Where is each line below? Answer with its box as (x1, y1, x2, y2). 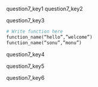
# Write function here (6, 28, 63, 34)
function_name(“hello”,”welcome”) (6, 34, 93, 40)
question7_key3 (6, 17, 45, 24)
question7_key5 (6, 62, 45, 69)
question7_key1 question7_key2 (6, 5, 83, 12)
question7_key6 (6, 74, 45, 81)
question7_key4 (6, 51, 45, 58)
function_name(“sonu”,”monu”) (6, 39, 82, 46)
